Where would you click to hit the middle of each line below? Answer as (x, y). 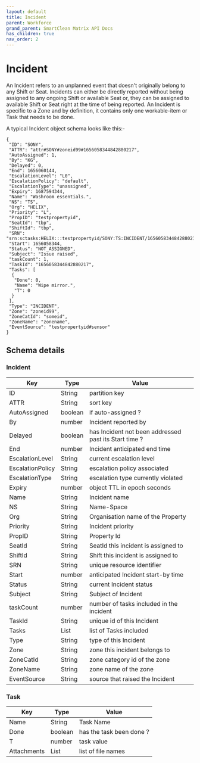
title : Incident (26, 17)
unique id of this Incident (124, 621)
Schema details (35, 351)
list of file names (102, 751)
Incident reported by (118, 422)
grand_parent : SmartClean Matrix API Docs (60, 28)
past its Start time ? (116, 439)
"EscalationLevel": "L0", (41, 176)
